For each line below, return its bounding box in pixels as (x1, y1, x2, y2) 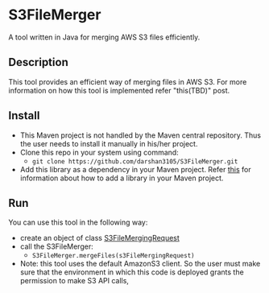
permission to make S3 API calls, (19, 276, 129, 286)
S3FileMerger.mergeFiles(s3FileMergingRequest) (31, 252, 195, 260)
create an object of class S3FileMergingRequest (19, 233, 180, 243)
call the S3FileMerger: (19, 241, 94, 251)
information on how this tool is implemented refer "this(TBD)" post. (8, 85, 230, 95)
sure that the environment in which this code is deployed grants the (19, 267, 244, 277)
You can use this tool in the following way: (8, 217, 148, 227)
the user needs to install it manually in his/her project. (19, 138, 198, 148)
